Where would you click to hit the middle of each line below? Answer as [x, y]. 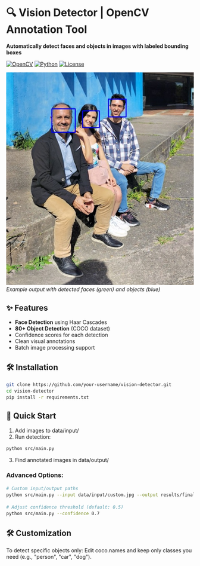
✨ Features [27, 308]
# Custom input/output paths [42, 488]
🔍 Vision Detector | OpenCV [78, 13]
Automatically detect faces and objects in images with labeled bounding [97, 46]
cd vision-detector [30, 391]
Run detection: [33, 437]
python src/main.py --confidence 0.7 [53, 514]
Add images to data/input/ [47, 430]
